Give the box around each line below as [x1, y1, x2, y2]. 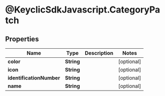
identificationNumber [8, 74, 60, 81]
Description [85, 50, 114, 56]
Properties [5, 35, 39, 43]
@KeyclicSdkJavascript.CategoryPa [5, 4, 160, 16]
